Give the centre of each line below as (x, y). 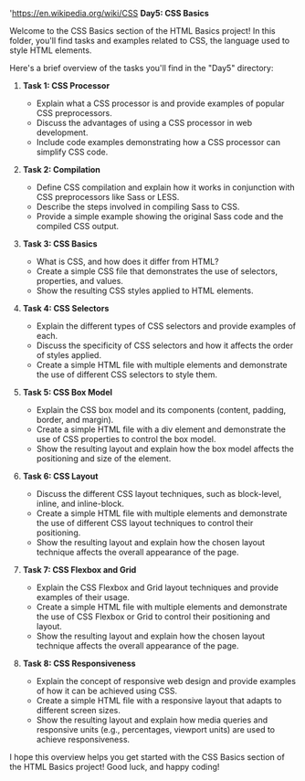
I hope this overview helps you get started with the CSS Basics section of (147, 757)
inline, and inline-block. (80, 503)
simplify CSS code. (72, 152)
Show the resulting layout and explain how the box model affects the (165, 449)
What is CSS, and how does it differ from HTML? (127, 261)
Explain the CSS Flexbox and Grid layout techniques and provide (158, 587)
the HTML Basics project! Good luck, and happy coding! (115, 767)
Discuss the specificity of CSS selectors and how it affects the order (165, 345)
